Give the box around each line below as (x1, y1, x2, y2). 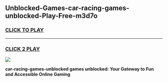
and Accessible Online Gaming (5, 71, 70, 77)
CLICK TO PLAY (5, 27, 44, 34)
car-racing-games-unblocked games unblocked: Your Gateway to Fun (5, 66, 154, 72)
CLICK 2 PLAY (5, 45, 40, 52)
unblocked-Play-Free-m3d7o (5, 12, 98, 20)
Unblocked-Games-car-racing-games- (5, 4, 129, 12)
